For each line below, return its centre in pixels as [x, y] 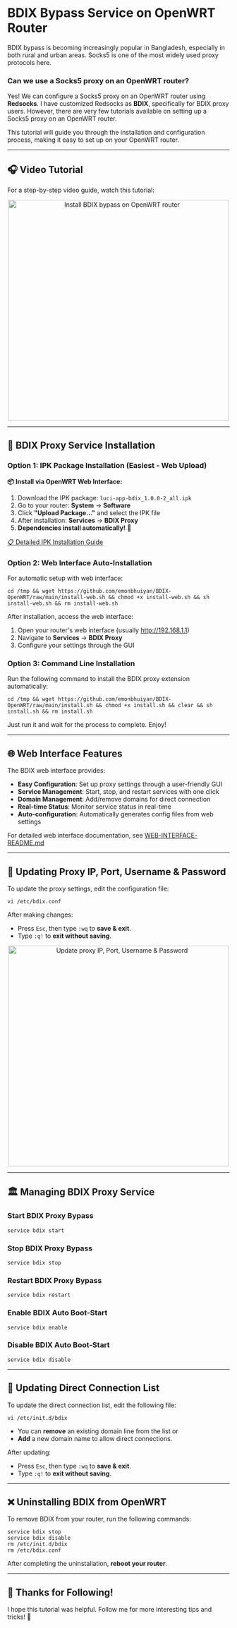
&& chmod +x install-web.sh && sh [159, 598]
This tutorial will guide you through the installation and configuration [107, 133]
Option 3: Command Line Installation [71, 663]
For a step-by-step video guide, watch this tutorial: [81, 190]
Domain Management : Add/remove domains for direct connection [114, 800]
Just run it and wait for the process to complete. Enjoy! [87, 725]
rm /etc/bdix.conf [34, 1550]
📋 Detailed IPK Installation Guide [55, 542]
